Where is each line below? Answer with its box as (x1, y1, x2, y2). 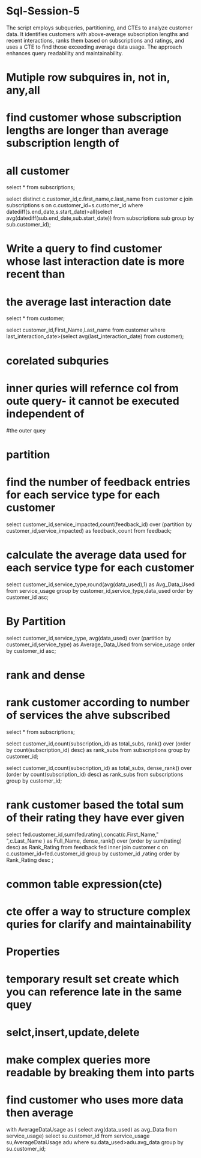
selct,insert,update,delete (6, 1025, 140, 1039)
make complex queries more (6, 1053, 151, 1067)
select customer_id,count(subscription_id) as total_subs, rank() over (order (6, 740, 191, 747)
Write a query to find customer (6, 242, 163, 256)
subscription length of (6, 136, 119, 150)
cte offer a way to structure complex (6, 905, 191, 918)
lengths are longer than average (6, 124, 169, 138)
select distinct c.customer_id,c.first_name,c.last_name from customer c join (6, 195, 193, 202)
